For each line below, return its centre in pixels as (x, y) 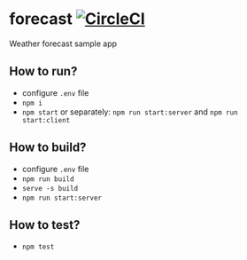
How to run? (43, 71)
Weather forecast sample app (63, 43)
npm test (38, 247)
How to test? (45, 225)
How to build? (48, 148)
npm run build (48, 179)
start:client (46, 120)
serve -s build (50, 188)
